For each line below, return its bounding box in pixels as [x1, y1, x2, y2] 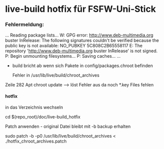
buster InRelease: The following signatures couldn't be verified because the [5, 37, 159, 43]
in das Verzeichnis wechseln [5, 104, 63, 110]
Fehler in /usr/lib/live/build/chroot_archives [12, 73, 100, 78]
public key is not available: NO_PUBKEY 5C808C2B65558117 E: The [5, 43, 143, 49]
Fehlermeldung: [5, 21, 44, 28]
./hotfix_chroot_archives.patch [5, 138, 67, 144]
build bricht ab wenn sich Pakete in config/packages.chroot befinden [12, 63, 153, 69]
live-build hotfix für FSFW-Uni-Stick [5, 3, 156, 15]
